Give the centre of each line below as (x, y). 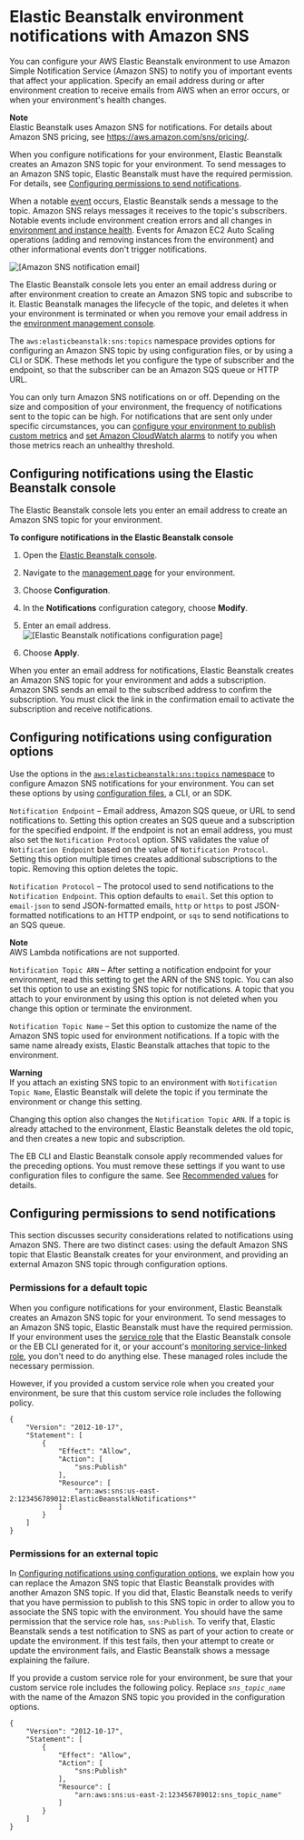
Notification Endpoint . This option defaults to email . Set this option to (142, 895)
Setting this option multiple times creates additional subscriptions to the (143, 859)
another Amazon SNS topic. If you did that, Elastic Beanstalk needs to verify (151, 1592)
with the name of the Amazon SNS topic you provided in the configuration (147, 1696)
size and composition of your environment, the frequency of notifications (146, 406)
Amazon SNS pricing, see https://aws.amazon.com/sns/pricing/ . (129, 136)
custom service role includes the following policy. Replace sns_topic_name (147, 1687)
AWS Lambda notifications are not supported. (94, 952)
